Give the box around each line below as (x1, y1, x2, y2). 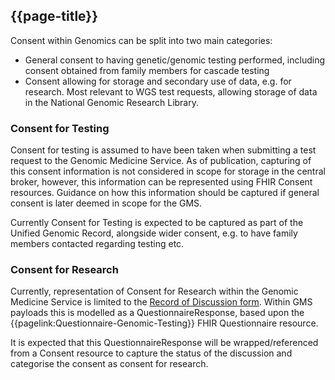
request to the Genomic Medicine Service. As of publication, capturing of (10, 155, 312, 167)
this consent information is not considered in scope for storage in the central (10, 165, 326, 178)
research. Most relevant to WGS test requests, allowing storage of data (24, 85, 318, 98)
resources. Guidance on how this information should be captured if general (10, 187, 320, 199)
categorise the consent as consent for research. (10, 358, 209, 370)
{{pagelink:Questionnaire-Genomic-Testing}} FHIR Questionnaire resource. (10, 317, 319, 329)
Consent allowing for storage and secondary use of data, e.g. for (24, 75, 292, 87)
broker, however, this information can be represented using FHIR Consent (10, 176, 313, 188)
